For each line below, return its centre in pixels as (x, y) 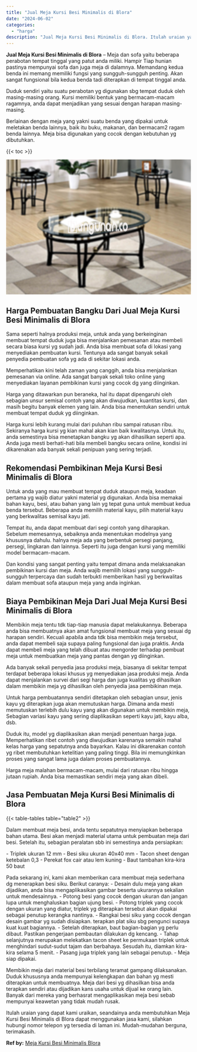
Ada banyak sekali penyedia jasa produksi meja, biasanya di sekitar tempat (96, 667)
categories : (21, 25)
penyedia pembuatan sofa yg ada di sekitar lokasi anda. (73, 359)
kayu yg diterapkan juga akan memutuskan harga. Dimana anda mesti (90, 704)
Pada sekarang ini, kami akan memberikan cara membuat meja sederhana (95, 877)
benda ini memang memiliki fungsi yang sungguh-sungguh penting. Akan (95, 74)
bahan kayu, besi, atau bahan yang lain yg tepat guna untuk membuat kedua (98, 504)
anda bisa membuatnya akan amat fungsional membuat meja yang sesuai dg (98, 631)
